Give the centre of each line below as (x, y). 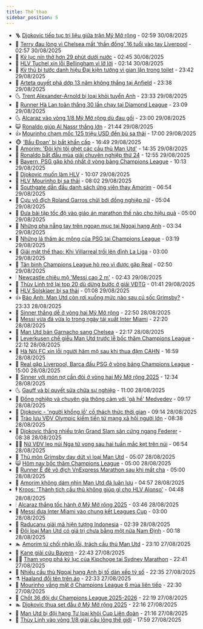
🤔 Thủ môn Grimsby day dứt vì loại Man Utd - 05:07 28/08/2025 (95, 457)
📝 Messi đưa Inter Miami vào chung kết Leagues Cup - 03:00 (91, 511)
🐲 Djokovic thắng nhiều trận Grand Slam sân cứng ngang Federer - (98, 431)
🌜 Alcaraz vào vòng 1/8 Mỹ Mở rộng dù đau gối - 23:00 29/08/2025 (100, 118)
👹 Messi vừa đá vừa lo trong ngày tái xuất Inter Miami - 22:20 (92, 319)
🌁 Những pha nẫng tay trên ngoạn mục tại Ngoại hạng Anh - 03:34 (98, 225)
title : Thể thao (27, 12)
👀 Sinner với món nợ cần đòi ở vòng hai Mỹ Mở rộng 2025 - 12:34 (97, 377)
